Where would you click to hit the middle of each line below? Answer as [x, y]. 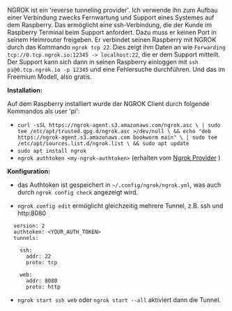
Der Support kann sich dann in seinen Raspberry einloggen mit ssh [103, 62]
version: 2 [29, 226]
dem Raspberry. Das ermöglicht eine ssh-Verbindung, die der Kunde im [110, 25]
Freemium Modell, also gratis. [49, 77]
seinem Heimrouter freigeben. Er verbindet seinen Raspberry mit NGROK [112, 40]
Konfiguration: [29, 171]
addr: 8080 [41, 281]
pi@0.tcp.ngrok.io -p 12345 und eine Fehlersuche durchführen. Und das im [116, 69]
